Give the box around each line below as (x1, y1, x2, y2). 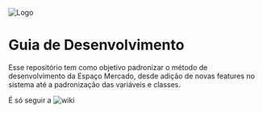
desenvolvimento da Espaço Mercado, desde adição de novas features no (8, 71, 256, 81)
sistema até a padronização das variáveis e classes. (8, 79, 182, 89)
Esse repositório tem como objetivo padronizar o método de (8, 62, 208, 72)
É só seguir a (8, 95, 52, 105)
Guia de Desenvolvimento (8, 36, 185, 54)
